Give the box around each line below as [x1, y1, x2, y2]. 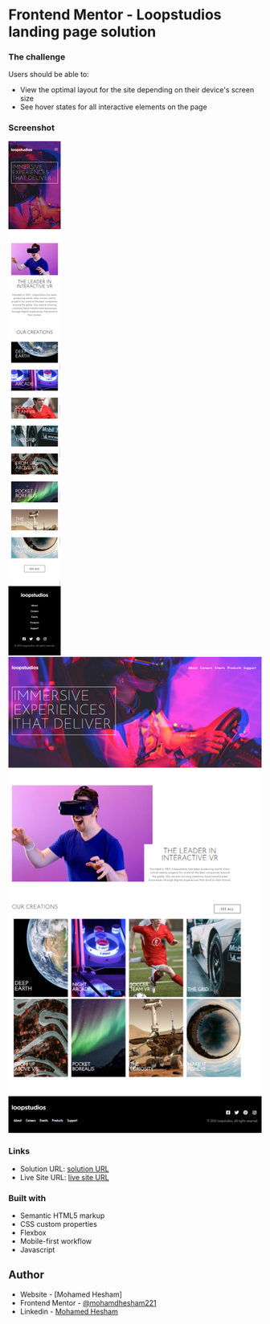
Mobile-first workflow [19, 1236, 92, 1246]
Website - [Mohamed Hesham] [19, 1289, 123, 1299]
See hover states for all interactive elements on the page [19, 102, 207, 112]
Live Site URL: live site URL [19, 1172, 110, 1182]
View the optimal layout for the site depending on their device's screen [19, 85, 255, 95]
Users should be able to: [8, 70, 90, 80]
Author [8, 1268, 44, 1282]
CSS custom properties [19, 1220, 98, 1229]
